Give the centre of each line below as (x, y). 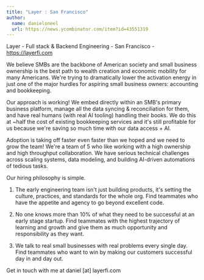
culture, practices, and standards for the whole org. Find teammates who (107, 196)
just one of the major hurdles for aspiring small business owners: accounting (102, 84)
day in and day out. (39, 259)
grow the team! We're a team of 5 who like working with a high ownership (98, 146)
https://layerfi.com (30, 53)
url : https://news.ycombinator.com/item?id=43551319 (80, 29)
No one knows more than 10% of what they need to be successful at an (105, 215)
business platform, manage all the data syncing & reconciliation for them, (98, 109)
